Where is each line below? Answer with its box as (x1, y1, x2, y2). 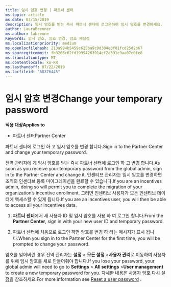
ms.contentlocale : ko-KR (5, 60, 58, 65)
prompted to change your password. (12, 241, 90, 247)
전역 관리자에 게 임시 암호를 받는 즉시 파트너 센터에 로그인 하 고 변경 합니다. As (5, 160, 160, 166)
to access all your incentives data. (5, 202, 77, 208)
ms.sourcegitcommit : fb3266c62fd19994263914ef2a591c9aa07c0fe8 (5, 50, 143, 55)
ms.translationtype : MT (5, 55, 56, 60)
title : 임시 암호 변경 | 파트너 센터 (5, 7, 74, 13)
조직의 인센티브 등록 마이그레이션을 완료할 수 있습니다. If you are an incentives (5, 178, 162, 184)
